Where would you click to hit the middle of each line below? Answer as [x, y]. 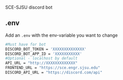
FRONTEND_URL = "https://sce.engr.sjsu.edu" [53, 68]
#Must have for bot [26, 44]
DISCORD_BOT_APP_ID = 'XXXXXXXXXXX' [44, 54]
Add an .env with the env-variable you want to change [61, 35]
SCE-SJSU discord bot [29, 7]
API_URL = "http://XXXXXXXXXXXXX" [42, 63]
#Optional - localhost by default [42, 58]
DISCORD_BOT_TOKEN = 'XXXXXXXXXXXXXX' [46, 49]
